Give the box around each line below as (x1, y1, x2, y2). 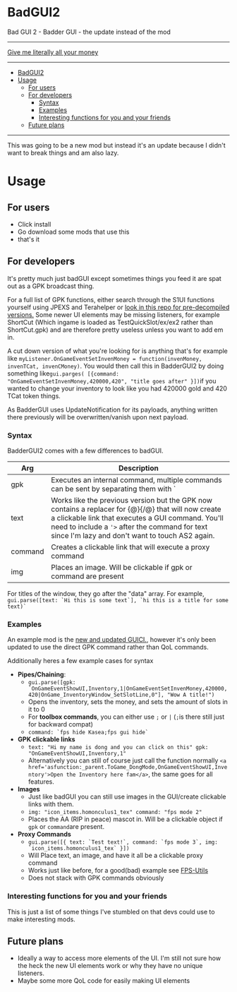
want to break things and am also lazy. (7, 148, 119, 157)
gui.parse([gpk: (28, 679, 76, 686)
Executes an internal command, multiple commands (51, 475, 222, 485)
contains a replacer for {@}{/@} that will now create (51, 504, 221, 514)
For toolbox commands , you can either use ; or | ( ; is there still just (28, 712, 224, 721)
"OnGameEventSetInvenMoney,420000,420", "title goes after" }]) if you (7, 376, 217, 385)
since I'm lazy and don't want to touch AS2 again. (51, 531, 215, 541)
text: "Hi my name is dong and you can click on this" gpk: (28, 744, 209, 751)
